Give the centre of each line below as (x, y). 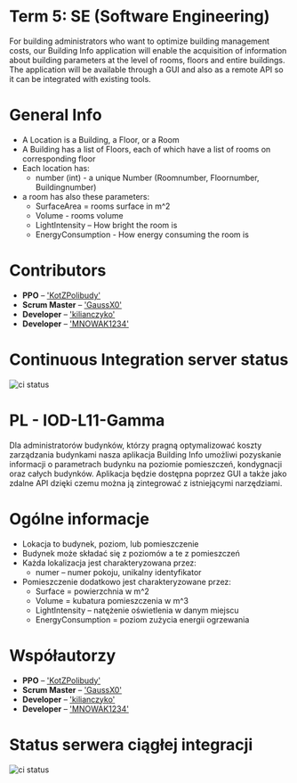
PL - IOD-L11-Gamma (87, 420)
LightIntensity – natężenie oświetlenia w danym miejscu (137, 610)
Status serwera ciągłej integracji (131, 744)
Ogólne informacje (79, 519)
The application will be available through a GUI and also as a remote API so (146, 70)
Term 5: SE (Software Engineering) (140, 16)
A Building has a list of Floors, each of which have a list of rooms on (146, 149)
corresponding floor (59, 159)
